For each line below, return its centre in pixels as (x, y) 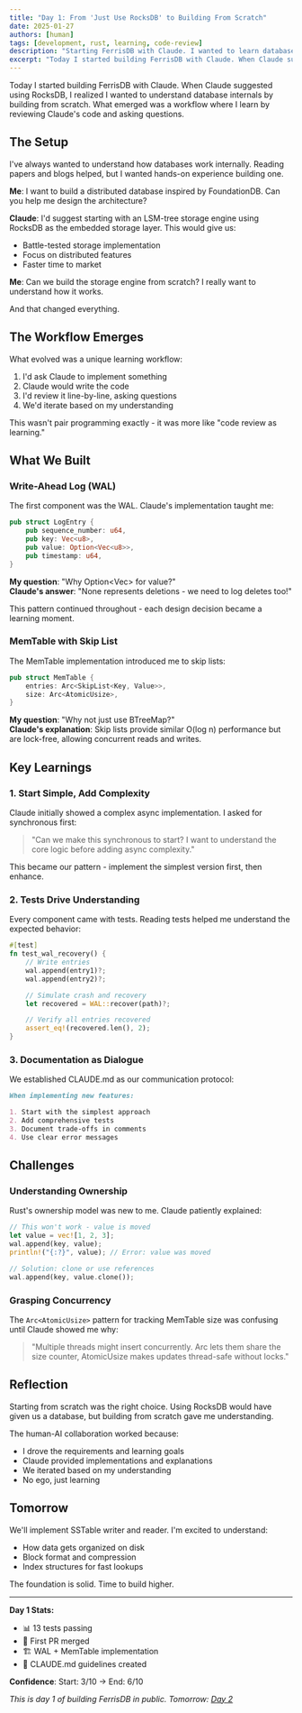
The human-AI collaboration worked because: (94, 1434)
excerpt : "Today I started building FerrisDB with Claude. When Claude (146, 60)
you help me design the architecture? (78, 200)
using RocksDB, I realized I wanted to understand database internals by (142, 95)
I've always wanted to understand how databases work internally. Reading (147, 164)
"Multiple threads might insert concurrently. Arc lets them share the (156, 1347)
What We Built (50, 461)
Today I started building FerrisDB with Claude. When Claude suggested (141, 85)
